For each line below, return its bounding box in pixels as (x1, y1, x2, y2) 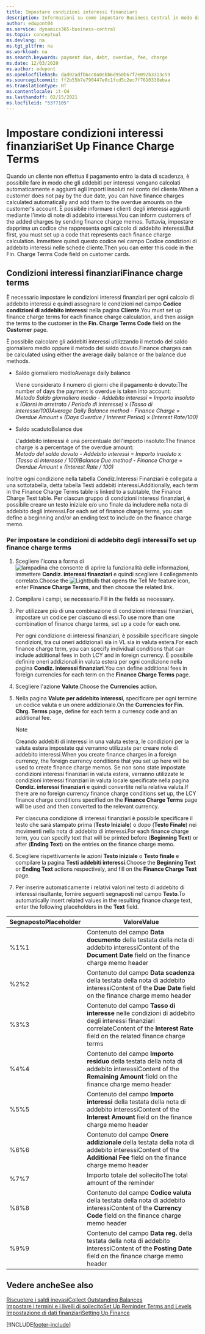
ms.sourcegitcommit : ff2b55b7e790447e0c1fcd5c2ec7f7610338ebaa (6, 77, 171, 83)
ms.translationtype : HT (6, 83, 67, 89)
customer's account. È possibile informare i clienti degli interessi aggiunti (6, 205, 190, 212)
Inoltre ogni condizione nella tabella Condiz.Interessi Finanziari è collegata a (6, 475, 198, 483)
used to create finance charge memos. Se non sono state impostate (15, 763, 186, 771)
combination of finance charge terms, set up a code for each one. (15, 620, 181, 627)
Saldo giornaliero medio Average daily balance (15, 369, 131, 376)
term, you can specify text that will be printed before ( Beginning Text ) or (15, 834, 198, 841)
